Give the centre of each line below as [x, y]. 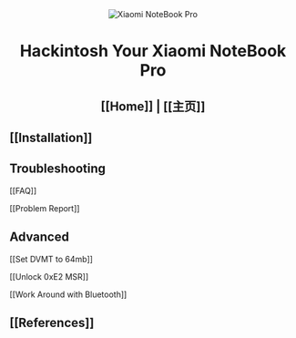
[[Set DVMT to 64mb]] [51, 259]
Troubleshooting [58, 169]
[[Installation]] [51, 137]
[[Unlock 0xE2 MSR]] [49, 276]
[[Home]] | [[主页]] [153, 106]
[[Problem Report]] [45, 208]
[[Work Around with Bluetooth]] [68, 294]
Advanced [40, 237]
